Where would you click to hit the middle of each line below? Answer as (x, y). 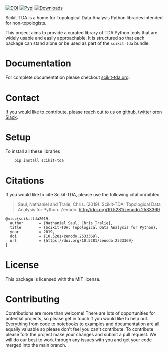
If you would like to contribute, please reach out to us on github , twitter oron (84, 112)
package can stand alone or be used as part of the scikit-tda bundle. (78, 43)
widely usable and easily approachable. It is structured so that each (75, 38)
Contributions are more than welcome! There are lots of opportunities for (80, 313)
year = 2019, (32, 232)
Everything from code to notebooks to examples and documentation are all (82, 324)
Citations (25, 181)
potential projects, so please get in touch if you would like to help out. (77, 318)
